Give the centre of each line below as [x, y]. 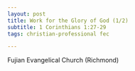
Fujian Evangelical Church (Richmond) [63, 60]
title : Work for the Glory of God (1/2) [68, 21]
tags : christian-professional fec [59, 34]
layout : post [27, 14]
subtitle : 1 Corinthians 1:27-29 [57, 27]
